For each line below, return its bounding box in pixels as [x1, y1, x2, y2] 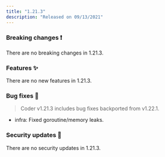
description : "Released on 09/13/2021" [6, 14, 104, 20]
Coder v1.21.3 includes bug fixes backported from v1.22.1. [20, 105, 160, 112]
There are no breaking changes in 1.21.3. [6, 49, 104, 56]
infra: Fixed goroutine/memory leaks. [14, 117, 104, 124]
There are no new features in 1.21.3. [6, 77, 92, 84]
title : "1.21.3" [6, 8, 46, 15]
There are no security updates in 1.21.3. [6, 144, 101, 151]
